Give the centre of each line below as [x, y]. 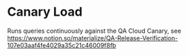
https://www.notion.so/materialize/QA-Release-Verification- [93, 38]
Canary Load [45, 12]
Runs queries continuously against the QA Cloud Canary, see [94, 31]
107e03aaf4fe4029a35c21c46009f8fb [62, 45]
